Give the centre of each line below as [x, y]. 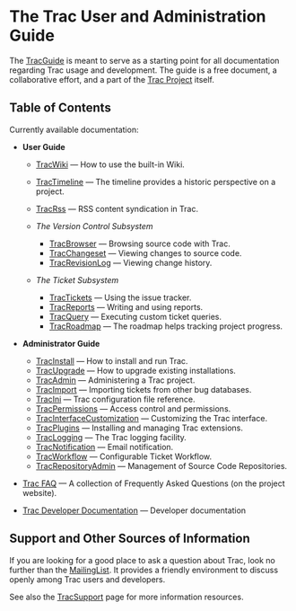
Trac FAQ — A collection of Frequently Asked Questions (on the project [153, 483]
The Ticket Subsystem [77, 279]
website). [39, 492]
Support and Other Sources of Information [130, 539]
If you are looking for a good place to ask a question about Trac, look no [142, 560]
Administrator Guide [61, 343]
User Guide [44, 146]
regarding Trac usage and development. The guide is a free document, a [144, 70]
